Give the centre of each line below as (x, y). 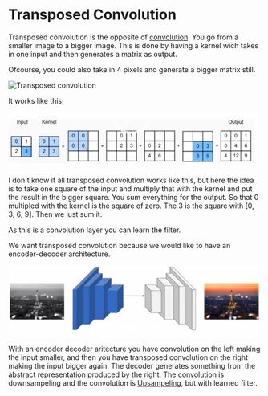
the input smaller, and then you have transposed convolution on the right (128, 357)
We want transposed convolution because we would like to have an (120, 246)
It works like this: (36, 100)
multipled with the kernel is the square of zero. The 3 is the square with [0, (131, 206)
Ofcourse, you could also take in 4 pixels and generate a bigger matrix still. (132, 69)
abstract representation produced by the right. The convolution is (116, 374)
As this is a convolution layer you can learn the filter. (95, 230)
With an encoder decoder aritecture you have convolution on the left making (134, 349)
